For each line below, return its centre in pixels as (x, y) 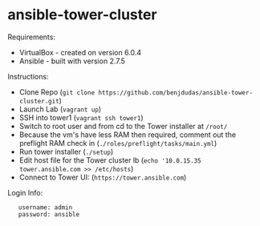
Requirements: (31, 37)
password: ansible (49, 214)
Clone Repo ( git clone (57, 92)
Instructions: (28, 76)
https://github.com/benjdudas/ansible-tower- (176, 93)
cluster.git (39, 101)
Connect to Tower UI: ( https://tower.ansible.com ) (103, 177)
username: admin (45, 207)
